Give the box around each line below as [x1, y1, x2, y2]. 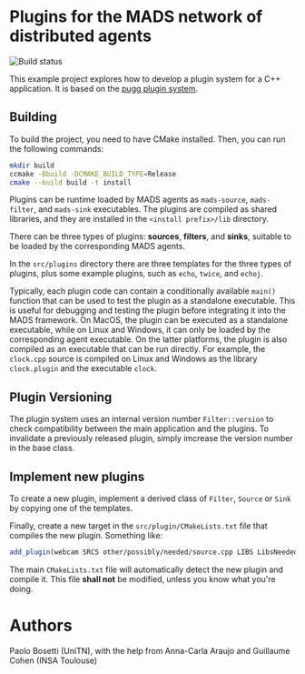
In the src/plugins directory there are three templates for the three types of [9, 258, 292, 269]
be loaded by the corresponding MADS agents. [9, 241, 186, 252]
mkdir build [9, 161, 54, 170]
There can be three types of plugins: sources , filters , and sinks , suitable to [9, 231, 292, 242]
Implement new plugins [9, 468, 145, 484]
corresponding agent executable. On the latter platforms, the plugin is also [9, 334, 288, 345]
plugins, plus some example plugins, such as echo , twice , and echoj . [9, 268, 264, 279]
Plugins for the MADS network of [9, 6, 263, 27]
